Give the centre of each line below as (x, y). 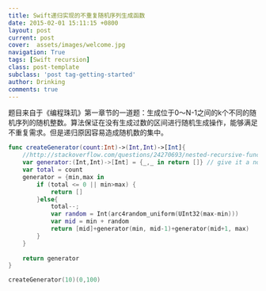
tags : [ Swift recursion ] (49, 60)
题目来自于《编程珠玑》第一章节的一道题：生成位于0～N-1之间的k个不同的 (129, 113)
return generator (51, 258)
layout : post (30, 30)
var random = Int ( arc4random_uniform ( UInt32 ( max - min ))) (144, 214)
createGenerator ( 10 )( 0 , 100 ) (55, 280)
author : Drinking (37, 82)
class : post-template (44, 67)
